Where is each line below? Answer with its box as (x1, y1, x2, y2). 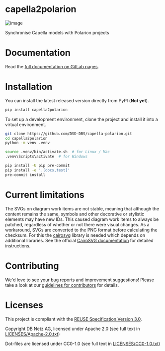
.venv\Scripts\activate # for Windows (5, 154, 88, 159)
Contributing (5, 260, 59, 271)
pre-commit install (5, 172, 46, 177)
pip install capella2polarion (5, 107, 68, 112)
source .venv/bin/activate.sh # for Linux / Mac (5, 150, 110, 155)
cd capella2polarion (5, 136, 48, 141)
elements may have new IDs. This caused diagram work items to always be (5, 216, 159, 222)
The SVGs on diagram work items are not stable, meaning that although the (5, 205, 160, 211)
